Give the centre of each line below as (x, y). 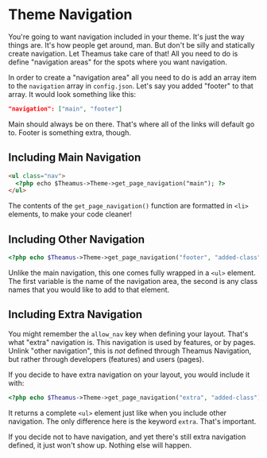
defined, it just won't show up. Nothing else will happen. (100, 445)
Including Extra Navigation (75, 314)
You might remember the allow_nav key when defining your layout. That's (128, 334)
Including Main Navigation (75, 158)
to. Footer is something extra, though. (70, 132)
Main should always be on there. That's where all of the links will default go (132, 124)
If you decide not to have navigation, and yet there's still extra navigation (127, 437)
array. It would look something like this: (72, 94)
